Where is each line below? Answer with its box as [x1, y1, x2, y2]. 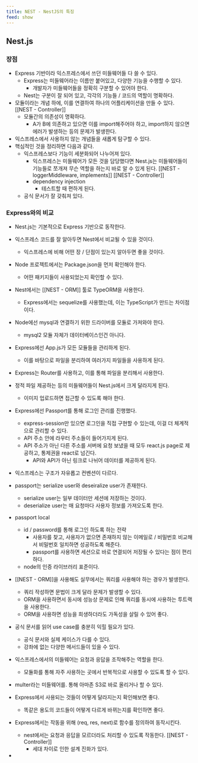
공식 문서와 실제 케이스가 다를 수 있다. [23, 636, 111, 643]
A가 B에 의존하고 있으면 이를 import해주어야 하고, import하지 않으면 [32, 120, 190, 128]
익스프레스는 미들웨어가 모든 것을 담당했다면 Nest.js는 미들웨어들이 [32, 158, 188, 165]
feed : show [6, 14, 33, 20]
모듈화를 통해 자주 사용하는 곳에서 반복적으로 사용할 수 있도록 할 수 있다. [23, 669, 190, 676]
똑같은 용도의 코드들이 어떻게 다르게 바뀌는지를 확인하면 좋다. [23, 707, 165, 714]
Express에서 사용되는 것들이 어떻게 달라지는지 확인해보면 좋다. [14, 694, 160, 701]
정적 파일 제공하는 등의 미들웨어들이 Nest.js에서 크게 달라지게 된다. [14, 382, 170, 389]
